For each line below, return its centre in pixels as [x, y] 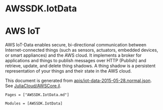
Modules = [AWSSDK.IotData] [34, 104]
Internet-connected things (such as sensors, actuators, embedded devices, [82, 50]
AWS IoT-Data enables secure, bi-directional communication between [76, 45]
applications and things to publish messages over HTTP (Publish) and [76, 61]
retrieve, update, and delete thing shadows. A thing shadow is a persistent [81, 66]
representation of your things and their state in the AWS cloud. [68, 71]
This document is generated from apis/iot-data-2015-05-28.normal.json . [79, 81]
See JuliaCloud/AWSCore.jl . [33, 86]
